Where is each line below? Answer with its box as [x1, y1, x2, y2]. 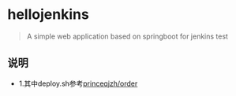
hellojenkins [7, 6, 90, 24]
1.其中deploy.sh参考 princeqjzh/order [18, 79, 138, 88]
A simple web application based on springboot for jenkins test [26, 31, 228, 41]
